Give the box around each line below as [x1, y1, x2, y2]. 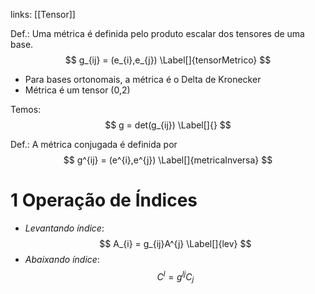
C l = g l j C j [156, 269, 195, 285]
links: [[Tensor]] [10, 9, 76, 20]
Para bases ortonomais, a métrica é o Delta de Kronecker [24, 74, 262, 85]
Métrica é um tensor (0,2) [24, 84, 131, 96]
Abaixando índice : [24, 253, 100, 265]
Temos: [10, 104, 42, 115]
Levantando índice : [24, 222, 105, 234]
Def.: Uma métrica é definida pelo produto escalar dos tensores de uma [10, 28, 305, 39]
